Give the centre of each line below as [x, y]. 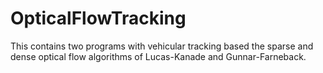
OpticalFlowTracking [98, 18]
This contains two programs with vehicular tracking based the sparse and [162, 46]
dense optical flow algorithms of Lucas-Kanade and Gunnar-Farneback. [158, 56]
